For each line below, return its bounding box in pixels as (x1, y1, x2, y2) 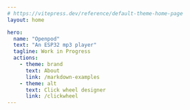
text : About (25, 67, 60, 74)
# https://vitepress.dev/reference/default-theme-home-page (7, 10, 184, 17)
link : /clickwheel (25, 93, 78, 100)
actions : (13, 54, 39, 62)
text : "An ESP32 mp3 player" (13, 42, 97, 49)
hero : (7, 29, 23, 36)
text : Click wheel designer (25, 87, 107, 93)
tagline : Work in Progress (13, 48, 91, 55)
